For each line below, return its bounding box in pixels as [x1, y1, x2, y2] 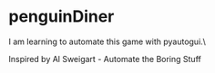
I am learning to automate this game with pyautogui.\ [8, 36, 207, 47]
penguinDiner [8, 6, 115, 27]
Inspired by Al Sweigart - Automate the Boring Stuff [8, 53, 201, 64]
